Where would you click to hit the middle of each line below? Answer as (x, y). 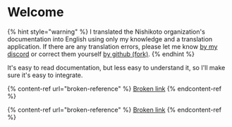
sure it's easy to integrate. (45, 75)
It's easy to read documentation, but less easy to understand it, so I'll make (116, 67)
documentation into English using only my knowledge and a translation (110, 39)
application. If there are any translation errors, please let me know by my (112, 46)
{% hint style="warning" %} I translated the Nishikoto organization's (106, 32)
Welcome (36, 12)
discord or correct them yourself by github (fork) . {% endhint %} (101, 54)
